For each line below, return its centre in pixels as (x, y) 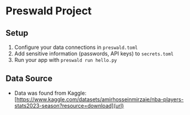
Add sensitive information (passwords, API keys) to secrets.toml (94, 54)
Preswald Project (49, 11)
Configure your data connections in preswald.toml (76, 47)
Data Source (29, 79)
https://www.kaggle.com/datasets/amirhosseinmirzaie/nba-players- (100, 99)
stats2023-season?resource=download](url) (69, 105)
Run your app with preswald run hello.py (65, 60)
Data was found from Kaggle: (50, 93)
